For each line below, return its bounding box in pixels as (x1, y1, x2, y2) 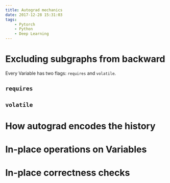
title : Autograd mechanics (5, 7, 63, 13)
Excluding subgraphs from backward (5, 53, 165, 65)
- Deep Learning (14, 31, 50, 36)
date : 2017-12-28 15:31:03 (5, 12, 63, 17)
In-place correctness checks (5, 167, 130, 179)
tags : (5, 17, 17, 22)
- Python (14, 27, 33, 32)
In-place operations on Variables (5, 144, 147, 155)
